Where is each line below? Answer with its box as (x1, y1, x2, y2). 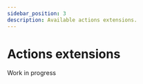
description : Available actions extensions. (7, 17, 137, 23)
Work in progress (7, 69, 57, 77)
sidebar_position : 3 (7, 10, 67, 17)
